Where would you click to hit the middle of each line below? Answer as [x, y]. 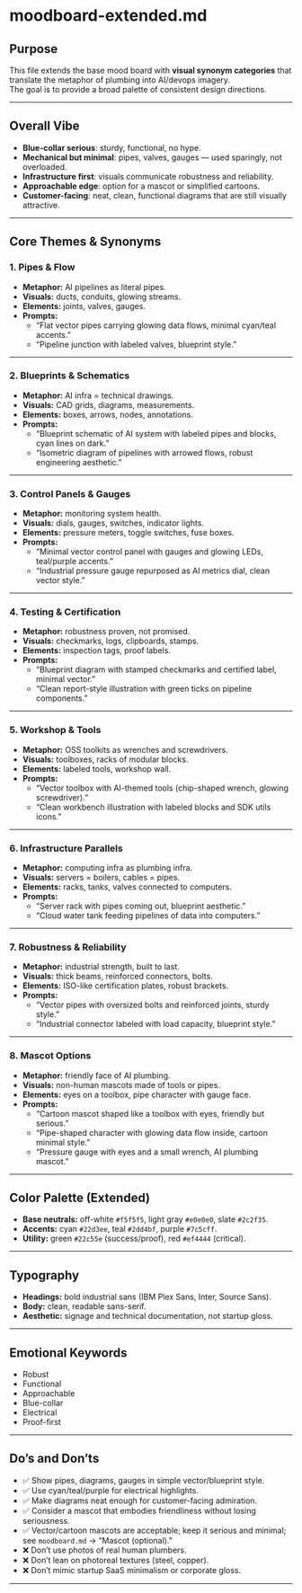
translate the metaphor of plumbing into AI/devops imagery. [120, 80]
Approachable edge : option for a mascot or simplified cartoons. [141, 186]
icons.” [49, 816]
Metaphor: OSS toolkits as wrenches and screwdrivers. [125, 749]
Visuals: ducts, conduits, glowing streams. [102, 296]
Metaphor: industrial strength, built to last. [101, 967]
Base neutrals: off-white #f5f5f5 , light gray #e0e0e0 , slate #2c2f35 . [145, 1219]
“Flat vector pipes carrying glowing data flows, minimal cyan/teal [156, 325]
